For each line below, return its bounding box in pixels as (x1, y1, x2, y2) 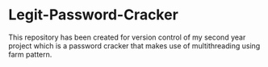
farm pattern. (8, 49, 52, 59)
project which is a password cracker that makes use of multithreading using (8, 40, 261, 50)
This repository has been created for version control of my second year (8, 32, 246, 42)
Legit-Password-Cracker (8, 6, 179, 24)
